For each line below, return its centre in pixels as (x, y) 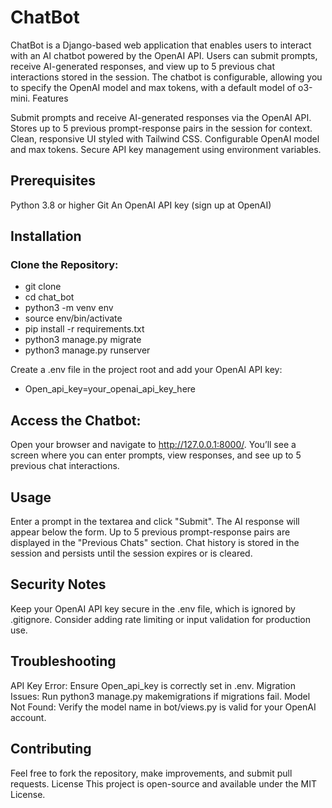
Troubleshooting (63, 661)
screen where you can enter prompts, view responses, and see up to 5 (156, 455)
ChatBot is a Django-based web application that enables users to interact (161, 45)
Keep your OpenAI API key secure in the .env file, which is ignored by (153, 608)
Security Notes (58, 584)
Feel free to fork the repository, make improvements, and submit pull (151, 773)
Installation (46, 236)
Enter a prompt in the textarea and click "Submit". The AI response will (155, 522)
